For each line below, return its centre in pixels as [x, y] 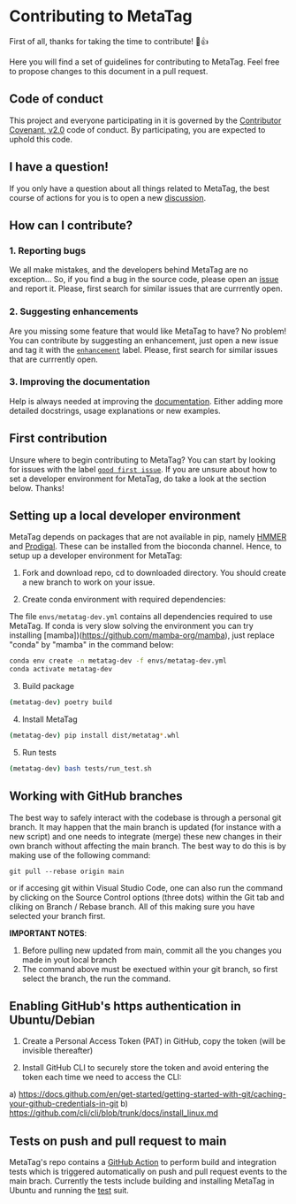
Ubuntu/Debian [52, 1020]
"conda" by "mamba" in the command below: [91, 645]
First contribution [58, 438]
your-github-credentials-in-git [64, 1104]
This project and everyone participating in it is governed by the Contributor [145, 120]
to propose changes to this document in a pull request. [109, 71]
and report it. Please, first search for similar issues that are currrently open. [146, 288]
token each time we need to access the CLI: [102, 1077]
